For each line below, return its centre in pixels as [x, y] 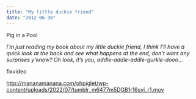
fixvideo [16, 71]
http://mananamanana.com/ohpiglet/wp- [57, 83]
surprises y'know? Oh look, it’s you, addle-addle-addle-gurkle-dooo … [95, 60]
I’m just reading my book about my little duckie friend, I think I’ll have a [96, 47]
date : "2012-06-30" [31, 18]
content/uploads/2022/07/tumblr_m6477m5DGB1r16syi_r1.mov [85, 89]
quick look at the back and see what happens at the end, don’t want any [98, 53]
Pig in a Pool [22, 35]
